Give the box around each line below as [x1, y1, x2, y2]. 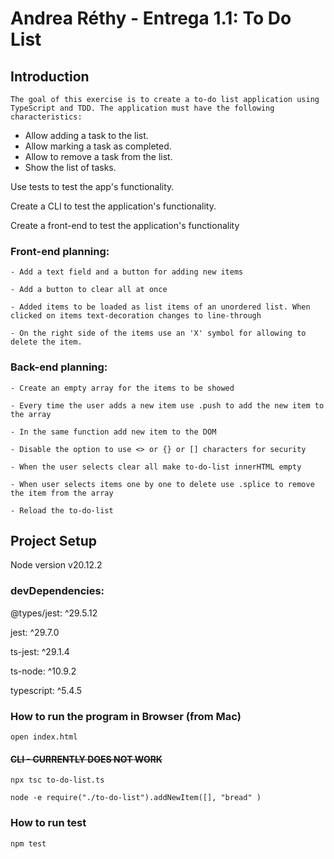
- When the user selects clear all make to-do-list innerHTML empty [10, 462, 302, 472]
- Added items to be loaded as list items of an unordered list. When [10, 302, 311, 312]
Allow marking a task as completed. [24, 140, 172, 152]
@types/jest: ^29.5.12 [10, 607, 98, 619]
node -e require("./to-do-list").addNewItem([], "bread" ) [10, 793, 262, 803]
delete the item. [10, 337, 83, 347]
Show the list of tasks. [24, 162, 117, 173]
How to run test [10, 816, 87, 830]
